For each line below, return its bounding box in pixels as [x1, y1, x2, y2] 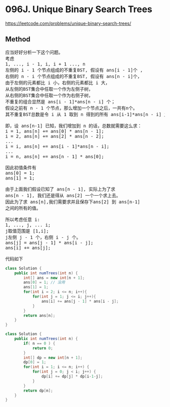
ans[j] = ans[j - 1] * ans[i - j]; [5, 240, 94, 245]
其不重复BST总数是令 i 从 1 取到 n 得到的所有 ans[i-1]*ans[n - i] [5, 112, 162, 117]
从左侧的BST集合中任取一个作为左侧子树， [5, 86, 94, 92]
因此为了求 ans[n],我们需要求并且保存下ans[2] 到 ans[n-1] [5, 199, 141, 205]
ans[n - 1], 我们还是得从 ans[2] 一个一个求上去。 [5, 193, 121, 198]
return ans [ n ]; [23, 313, 56, 318]
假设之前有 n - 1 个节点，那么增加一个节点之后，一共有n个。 [5, 105, 138, 111]
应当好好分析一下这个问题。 [5, 49, 63, 55]
